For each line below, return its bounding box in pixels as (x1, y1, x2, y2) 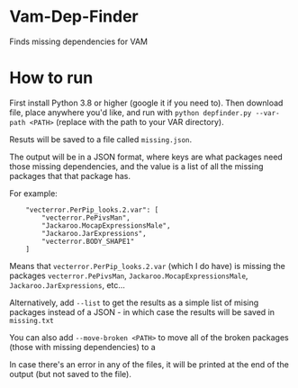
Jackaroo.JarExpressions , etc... (9, 279, 126, 290)
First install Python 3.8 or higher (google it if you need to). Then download (9, 97, 284, 108)
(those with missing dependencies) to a (9, 341, 156, 352)
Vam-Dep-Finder (9, 6, 139, 27)
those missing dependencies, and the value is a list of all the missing (9, 160, 264, 172)
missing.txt (9, 316, 54, 325)
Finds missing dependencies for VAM (9, 36, 149, 47)
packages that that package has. (9, 170, 131, 181)
